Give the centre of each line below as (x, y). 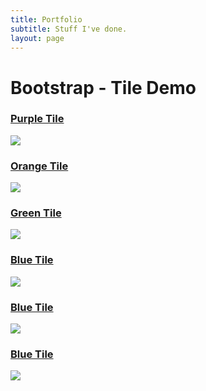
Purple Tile (37, 119)
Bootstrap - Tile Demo (103, 87)
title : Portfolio (46, 19)
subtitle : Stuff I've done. (69, 29)
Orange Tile (39, 166)
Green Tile (36, 213)
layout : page (37, 38)
